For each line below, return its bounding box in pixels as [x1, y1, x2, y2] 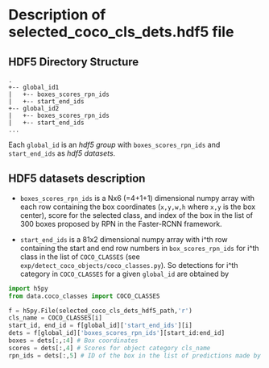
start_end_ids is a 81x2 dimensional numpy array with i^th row [19, 234, 228, 244]
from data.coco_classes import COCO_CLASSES [8, 292, 160, 300]
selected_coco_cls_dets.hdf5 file [8, 23, 234, 41]
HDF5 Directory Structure [8, 55, 139, 69]
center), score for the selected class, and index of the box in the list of [19, 210, 254, 220]
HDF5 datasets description [8, 172, 146, 186]
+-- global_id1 [8, 83, 60, 91]
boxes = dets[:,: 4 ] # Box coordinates [8, 337, 139, 345]
